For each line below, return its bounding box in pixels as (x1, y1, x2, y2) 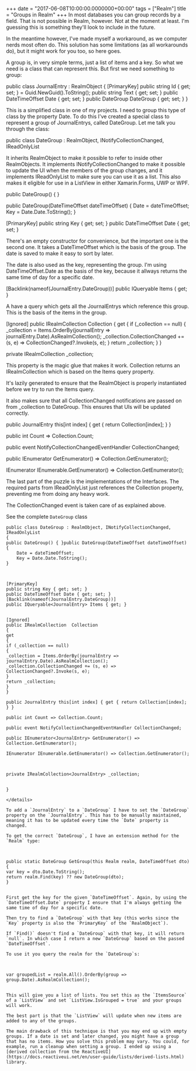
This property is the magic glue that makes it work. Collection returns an (6, 362, 180, 369)
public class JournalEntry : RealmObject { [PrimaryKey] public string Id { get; (6, 83, 191, 90)
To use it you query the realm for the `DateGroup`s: (6, 951, 140, 957)
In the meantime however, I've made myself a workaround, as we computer (6, 35, 187, 42)
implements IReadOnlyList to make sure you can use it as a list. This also (6, 173, 181, 180)
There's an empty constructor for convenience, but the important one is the (6, 237, 188, 244)
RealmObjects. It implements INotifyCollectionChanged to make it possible (6, 161, 185, 167)
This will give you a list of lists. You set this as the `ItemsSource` (6, 992, 187, 998)
